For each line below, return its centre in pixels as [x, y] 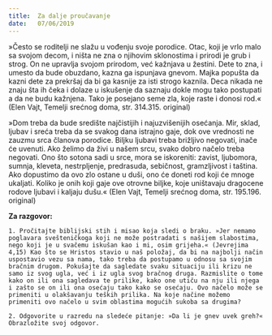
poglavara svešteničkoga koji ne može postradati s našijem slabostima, [134, 238]
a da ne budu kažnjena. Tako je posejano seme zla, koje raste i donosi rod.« [135, 98]
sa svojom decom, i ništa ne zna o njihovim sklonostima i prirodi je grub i [130, 55]
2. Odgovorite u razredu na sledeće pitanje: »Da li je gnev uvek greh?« [136, 316]
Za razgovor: [30, 216]
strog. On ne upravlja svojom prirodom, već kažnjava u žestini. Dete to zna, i [136, 64]
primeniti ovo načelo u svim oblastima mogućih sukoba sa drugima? [125, 302]
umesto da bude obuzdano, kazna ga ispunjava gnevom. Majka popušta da [134, 72]
